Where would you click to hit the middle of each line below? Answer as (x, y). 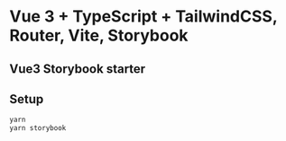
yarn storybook (38, 128)
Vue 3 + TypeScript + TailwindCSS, (143, 17)
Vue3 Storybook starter (78, 69)
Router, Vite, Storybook (99, 35)
